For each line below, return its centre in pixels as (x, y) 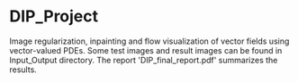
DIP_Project (54, 16)
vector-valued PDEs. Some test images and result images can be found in (146, 50)
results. (23, 70)
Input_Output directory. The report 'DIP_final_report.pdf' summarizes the (144, 60)
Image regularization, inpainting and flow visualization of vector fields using (149, 41)
